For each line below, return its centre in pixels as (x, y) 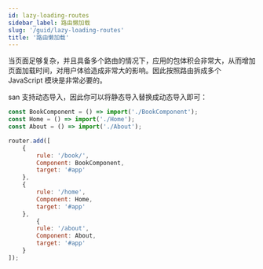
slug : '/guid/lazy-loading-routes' (66, 30)
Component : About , (66, 236)
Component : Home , (64, 199)
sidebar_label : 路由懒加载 (49, 23)
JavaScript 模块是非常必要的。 (58, 80)
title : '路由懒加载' (38, 37)
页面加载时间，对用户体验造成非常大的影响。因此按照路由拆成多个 (115, 71)
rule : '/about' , (63, 229)
